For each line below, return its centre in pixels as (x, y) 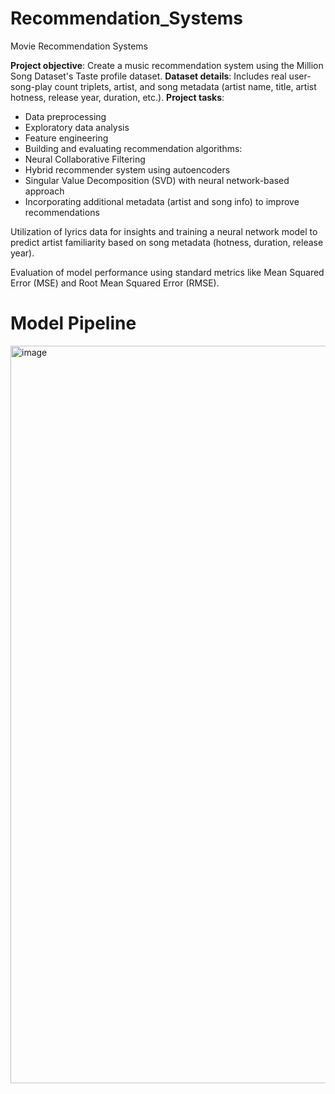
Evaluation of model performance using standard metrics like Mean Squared (167, 272)
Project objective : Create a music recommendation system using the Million (167, 65)
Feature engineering (66, 138)
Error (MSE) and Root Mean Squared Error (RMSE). (115, 283)
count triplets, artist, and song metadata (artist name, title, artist (185, 86)
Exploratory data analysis (77, 127)
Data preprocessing (65, 116)
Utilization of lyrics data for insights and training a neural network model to (164, 231)
